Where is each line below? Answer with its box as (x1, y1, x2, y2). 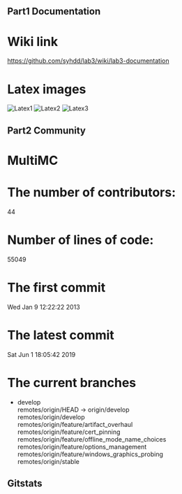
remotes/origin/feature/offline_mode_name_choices (17, 435, 167, 443)
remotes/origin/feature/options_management (17, 442, 147, 451)
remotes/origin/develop (17, 412, 85, 421)
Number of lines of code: (7, 232, 154, 247)
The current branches (7, 375, 137, 391)
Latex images (7, 81, 86, 97)
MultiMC (7, 152, 59, 168)
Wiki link (7, 34, 58, 50)
